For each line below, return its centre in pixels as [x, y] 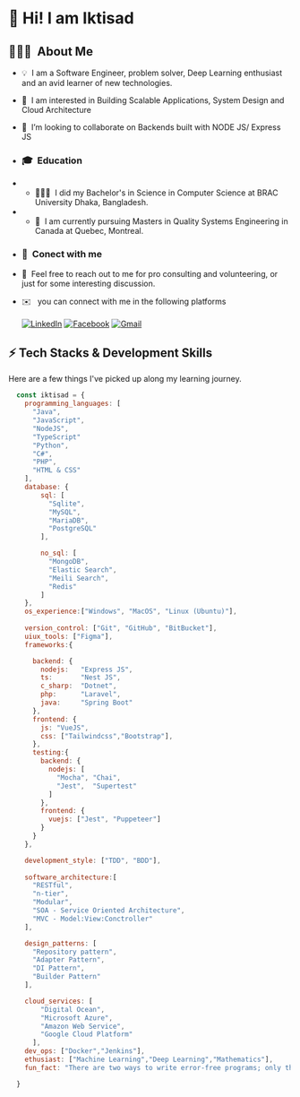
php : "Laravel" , [81, 695]
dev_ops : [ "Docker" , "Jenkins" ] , [85, 1051]
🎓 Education [51, 160]
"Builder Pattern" [66, 977]
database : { [47, 488]
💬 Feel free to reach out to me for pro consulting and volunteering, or [150, 273]
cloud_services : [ [59, 1001]
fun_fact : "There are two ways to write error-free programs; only [153, 1067]
